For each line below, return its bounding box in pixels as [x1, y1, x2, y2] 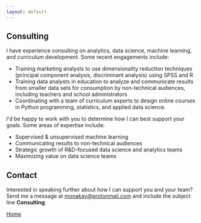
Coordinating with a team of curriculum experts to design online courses [14, 97, 196, 104]
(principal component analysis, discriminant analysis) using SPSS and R [14, 72, 193, 79]
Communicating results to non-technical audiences [14, 140, 142, 147]
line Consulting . [6, 199, 46, 206]
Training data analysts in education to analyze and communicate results [14, 78, 194, 85]
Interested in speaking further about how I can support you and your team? [6, 186, 193, 193]
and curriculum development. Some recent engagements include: [6, 54, 170, 61]
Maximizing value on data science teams [14, 152, 116, 160]
